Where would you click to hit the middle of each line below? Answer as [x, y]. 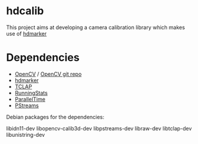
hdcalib [25, 11]
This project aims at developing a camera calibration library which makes [96, 27]
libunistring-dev [26, 135]
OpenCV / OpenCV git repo [48, 74]
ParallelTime [30, 99]
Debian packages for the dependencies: [55, 117]
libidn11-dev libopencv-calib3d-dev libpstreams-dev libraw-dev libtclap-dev [99, 128]
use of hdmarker [26, 33]
